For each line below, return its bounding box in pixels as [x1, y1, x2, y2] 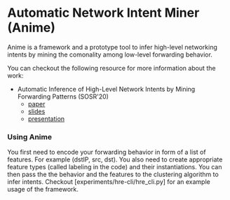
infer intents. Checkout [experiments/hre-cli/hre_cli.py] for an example [7, 178, 210, 186]
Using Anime [7, 131, 53, 141]
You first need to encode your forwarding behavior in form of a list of [7, 148, 206, 157]
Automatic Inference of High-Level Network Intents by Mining [17, 85, 196, 93]
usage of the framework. [7, 185, 79, 194]
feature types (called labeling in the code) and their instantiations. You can [7, 163, 222, 171]
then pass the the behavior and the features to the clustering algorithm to [7, 170, 219, 179]
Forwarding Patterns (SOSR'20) [17, 92, 109, 101]
